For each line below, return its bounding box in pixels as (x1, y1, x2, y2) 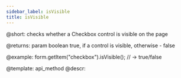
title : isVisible (6, 14, 49, 20)
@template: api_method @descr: (6, 64, 86, 71)
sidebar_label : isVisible (6, 8, 70, 15)
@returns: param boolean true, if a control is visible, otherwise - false (6, 42, 176, 49)
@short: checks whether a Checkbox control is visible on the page (6, 30, 169, 37)
